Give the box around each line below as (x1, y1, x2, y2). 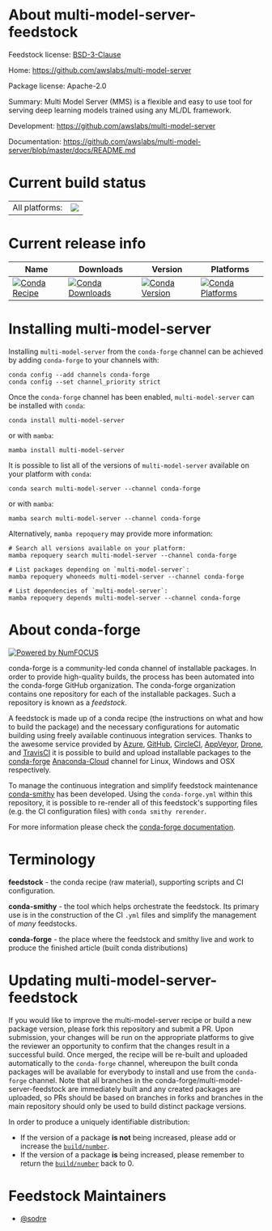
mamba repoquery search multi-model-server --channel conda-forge (8, 551, 237, 559)
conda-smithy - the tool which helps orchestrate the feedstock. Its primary (8, 901, 260, 911)
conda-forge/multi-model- (155, 1075, 243, 1085)
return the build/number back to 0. (19, 1158, 134, 1168)
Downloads (78, 263, 124, 274)
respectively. (8, 765, 51, 775)
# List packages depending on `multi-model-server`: (8, 565, 190, 574)
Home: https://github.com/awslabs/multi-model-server (8, 65, 192, 74)
